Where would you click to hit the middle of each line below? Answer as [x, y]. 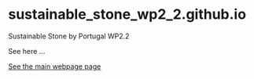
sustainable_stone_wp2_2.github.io [127, 14]
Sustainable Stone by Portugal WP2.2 [69, 36]
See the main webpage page [55, 66]
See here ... [27, 51]
